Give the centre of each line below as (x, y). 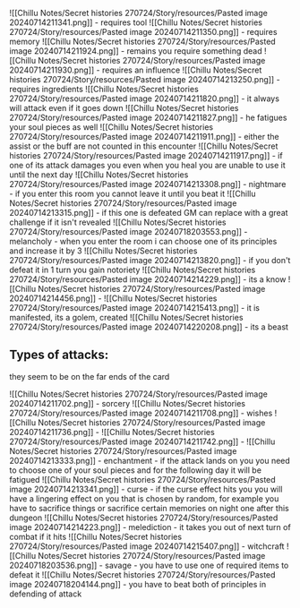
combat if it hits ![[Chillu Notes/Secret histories (95, 536)
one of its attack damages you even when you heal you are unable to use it (147, 165)
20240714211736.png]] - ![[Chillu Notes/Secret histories (112, 432)
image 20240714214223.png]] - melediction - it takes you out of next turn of (150, 527)
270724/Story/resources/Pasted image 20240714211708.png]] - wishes (141, 413)
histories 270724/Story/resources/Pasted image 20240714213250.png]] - (145, 79)
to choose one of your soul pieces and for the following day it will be (136, 470)
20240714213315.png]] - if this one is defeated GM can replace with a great (149, 213)
